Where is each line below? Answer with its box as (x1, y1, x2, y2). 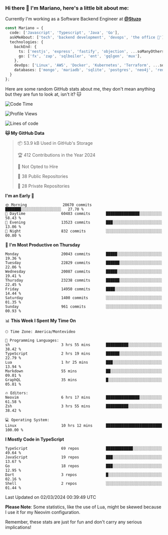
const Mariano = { (5, 26, 43, 31)
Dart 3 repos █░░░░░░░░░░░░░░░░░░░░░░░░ (5, 472, 162, 477)
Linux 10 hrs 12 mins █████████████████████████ (5, 423, 162, 428)
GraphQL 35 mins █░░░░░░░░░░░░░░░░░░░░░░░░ (5, 377, 162, 382)
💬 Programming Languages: (5, 338, 59, 343)
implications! (5, 524, 31, 530)
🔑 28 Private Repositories (17, 183, 70, 189)
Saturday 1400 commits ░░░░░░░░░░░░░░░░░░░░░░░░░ (5, 295, 162, 300)
